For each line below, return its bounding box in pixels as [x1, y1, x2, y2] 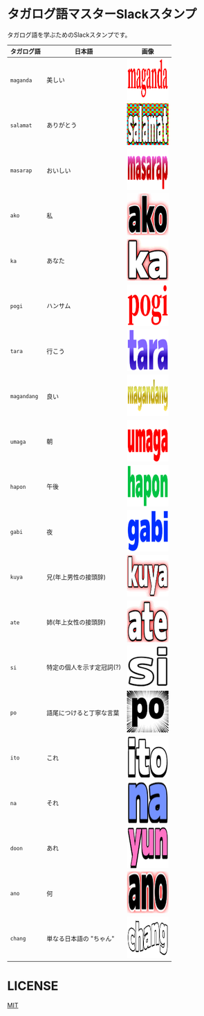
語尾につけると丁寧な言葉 [46, 708, 120, 716]
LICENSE [7, 979, 59, 994]
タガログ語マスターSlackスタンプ [7, 6, 197, 22]
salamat [10, 122, 33, 129]
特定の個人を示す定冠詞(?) [46, 663, 122, 671]
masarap [10, 167, 33, 174]
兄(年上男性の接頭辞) [46, 573, 106, 581]
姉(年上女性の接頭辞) [46, 618, 106, 626]
